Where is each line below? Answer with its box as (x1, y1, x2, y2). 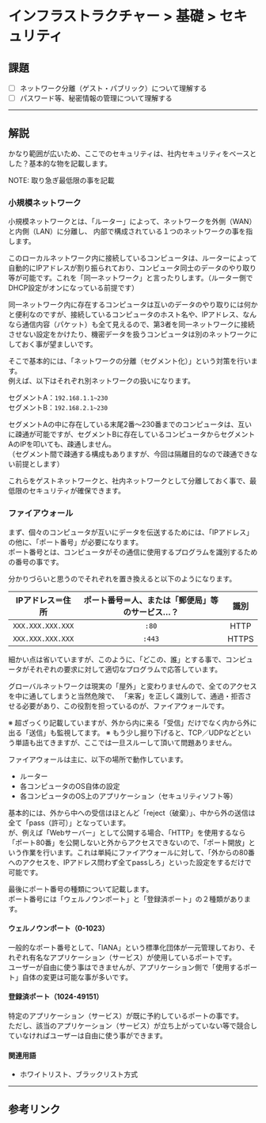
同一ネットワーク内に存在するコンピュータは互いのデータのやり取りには (8, 300, 244, 310)
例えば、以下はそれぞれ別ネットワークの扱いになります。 (8, 376, 196, 386)
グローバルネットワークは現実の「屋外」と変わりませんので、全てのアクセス (8, 681, 257, 691)
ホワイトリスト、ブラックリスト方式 (19, 1070, 139, 1079)
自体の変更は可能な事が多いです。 (21, 972, 133, 982)
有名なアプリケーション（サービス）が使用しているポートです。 (28, 952, 236, 962)
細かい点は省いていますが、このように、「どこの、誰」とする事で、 (8, 654, 226, 664)
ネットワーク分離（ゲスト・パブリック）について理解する (19, 84, 207, 93)
